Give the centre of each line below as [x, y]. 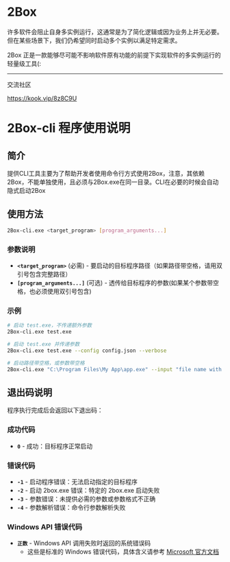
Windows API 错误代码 [45, 527]
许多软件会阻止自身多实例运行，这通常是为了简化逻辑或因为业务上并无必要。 [115, 32]
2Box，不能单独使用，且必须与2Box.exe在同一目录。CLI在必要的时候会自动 [113, 182]
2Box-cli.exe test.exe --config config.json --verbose [87, 351]
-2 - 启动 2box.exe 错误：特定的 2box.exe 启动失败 [88, 490]
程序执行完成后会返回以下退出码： [55, 410]
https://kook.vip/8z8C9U [42, 98]
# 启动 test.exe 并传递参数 [43, 344]
